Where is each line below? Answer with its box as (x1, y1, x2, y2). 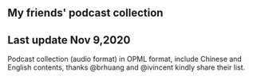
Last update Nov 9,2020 (7, 33, 131, 47)
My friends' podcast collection (7, 6, 164, 20)
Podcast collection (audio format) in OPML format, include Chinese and (7, 55, 243, 64)
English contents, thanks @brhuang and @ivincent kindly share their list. (7, 63, 246, 72)
